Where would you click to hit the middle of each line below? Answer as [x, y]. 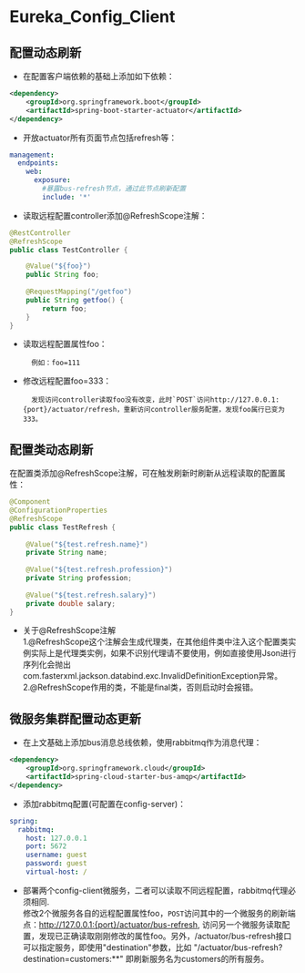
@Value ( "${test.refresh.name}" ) [87, 544]
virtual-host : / [57, 872]
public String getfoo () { [75, 300]
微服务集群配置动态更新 [75, 718]
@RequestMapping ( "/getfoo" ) [79, 292]
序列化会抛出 [46, 665]
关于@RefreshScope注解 [69, 630]
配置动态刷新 [46, 52]
